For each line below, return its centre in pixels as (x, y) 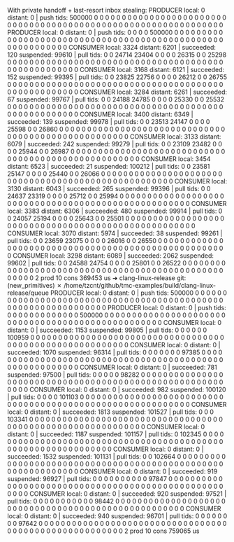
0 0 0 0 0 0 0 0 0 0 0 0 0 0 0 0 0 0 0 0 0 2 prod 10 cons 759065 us (103, 531)
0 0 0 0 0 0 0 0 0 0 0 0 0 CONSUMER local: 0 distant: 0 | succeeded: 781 (112, 367)
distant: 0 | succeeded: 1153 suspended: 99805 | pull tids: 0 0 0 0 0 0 (107, 330)
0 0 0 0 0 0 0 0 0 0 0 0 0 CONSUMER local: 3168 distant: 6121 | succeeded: (116, 70)
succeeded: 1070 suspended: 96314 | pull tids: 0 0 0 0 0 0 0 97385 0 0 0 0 (115, 352)
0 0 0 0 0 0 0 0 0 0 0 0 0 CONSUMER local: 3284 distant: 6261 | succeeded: (117, 92)
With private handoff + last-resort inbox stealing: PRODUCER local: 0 (106, 10)
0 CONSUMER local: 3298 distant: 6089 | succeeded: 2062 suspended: (111, 256)
